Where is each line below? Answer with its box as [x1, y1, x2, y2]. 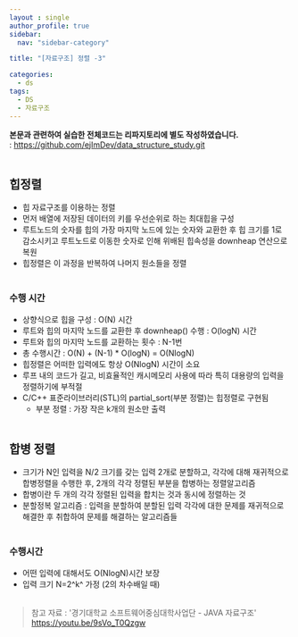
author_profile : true [9, 21, 90, 30]
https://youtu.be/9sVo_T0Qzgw [30, 617, 146, 628]
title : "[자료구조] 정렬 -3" [9, 54, 107, 63]
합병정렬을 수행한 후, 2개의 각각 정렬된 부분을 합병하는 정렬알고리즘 [21, 478, 256, 489]
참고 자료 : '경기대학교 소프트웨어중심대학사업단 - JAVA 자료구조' [30, 607, 257, 617]
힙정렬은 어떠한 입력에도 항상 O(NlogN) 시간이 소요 [21, 358, 201, 369]
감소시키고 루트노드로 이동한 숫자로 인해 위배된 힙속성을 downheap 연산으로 [21, 236, 288, 247]
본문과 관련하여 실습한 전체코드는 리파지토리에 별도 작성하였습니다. [9, 129, 239, 139]
